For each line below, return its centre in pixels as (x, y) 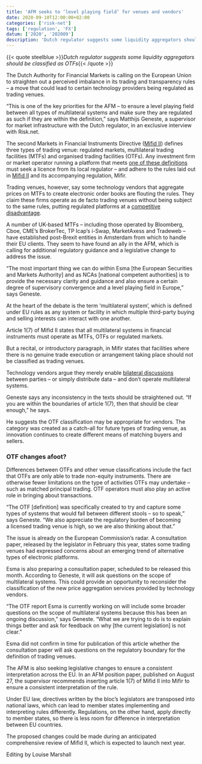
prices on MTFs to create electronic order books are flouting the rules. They (100, 193)
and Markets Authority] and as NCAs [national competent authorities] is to (98, 275)
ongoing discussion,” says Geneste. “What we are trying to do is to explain (99, 619)
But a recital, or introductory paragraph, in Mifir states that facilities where (98, 348)
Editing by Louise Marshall (39, 754)
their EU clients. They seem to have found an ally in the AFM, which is (93, 244)
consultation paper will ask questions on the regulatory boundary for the (96, 650)
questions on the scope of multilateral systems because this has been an (96, 613)
